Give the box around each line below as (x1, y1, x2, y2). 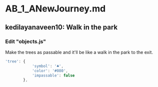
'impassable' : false (31, 73, 75, 78)
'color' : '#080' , (31, 68, 68, 73)
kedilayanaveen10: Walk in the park (5, 23, 118, 31)
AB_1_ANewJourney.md (5, 3, 106, 14)
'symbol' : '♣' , (31, 63, 64, 68)
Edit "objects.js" (5, 38, 46, 45)
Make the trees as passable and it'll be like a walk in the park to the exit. (5, 49, 153, 55)
